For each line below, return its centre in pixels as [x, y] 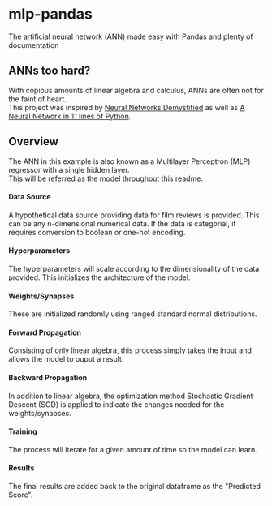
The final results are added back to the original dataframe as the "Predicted [135, 486]
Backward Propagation [48, 377]
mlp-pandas [51, 14]
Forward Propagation [45, 332]
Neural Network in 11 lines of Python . [70, 116]
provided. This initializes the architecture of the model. [99, 277]
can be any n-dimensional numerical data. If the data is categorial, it [122, 223]
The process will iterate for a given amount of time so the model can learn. [133, 449]
